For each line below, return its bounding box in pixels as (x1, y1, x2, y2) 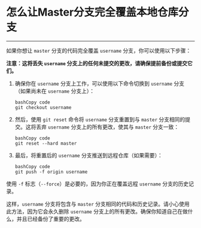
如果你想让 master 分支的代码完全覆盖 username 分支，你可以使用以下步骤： (6, 47, 191, 54)
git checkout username (14, 104, 72, 111)
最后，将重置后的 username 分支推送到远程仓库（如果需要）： (14, 151, 163, 159)
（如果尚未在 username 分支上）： (14, 87, 95, 95)
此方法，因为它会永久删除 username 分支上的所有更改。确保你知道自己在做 (6, 208, 188, 215)
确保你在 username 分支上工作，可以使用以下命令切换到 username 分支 (14, 80, 185, 87)
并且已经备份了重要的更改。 (16, 215, 85, 222)
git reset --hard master (14, 140, 77, 147)
